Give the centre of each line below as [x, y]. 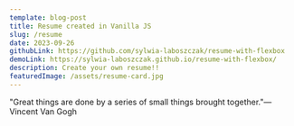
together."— [250, 102]
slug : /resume [36, 34]
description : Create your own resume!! [85, 68]
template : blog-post [48, 18]
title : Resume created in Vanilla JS [81, 26]
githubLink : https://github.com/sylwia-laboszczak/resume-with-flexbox [147, 51]
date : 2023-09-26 [42, 43]
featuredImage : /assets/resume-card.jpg [87, 76]
